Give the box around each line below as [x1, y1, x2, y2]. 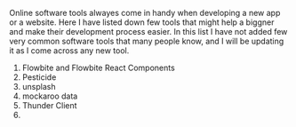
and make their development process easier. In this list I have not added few [9, 27, 288, 36]
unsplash [21, 82, 56, 91]
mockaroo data [21, 91, 78, 101]
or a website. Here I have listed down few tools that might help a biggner [9, 17, 275, 28]
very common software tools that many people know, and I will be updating [9, 36, 284, 46]
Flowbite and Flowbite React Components [21, 62, 175, 73]
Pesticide [21, 72, 57, 83]
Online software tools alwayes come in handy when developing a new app [9, 8, 281, 18]
